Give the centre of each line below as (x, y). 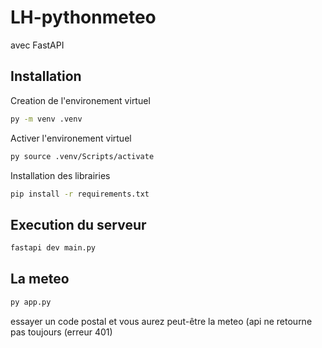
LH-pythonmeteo (83, 17)
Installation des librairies (60, 175)
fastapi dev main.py (53, 248)
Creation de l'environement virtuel (80, 100)
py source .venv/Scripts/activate (82, 156)
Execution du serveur (78, 224)
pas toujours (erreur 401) (61, 332)
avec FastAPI (37, 45)
